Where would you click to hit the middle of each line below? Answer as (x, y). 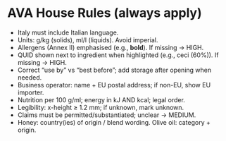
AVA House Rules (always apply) (105, 13)
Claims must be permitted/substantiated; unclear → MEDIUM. (107, 115)
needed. (30, 77)
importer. (31, 92)
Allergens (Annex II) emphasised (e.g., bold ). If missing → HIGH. (111, 47)
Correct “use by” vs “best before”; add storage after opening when (114, 70)
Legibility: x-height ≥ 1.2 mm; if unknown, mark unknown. (101, 107)
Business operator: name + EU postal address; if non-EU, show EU (114, 85)
